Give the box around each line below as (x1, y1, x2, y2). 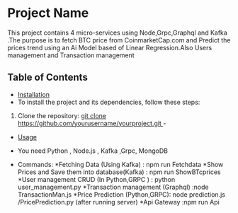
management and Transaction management (7, 51, 135, 59)
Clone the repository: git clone (17, 111, 106, 120)
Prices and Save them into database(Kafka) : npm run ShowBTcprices (17, 168, 221, 176)
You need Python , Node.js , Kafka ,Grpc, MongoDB (17, 146, 169, 155)
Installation (17, 90, 50, 98)
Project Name (7, 5, 89, 21)
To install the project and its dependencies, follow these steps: (17, 98, 200, 106)
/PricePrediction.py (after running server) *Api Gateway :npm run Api (17, 197, 220, 206)
